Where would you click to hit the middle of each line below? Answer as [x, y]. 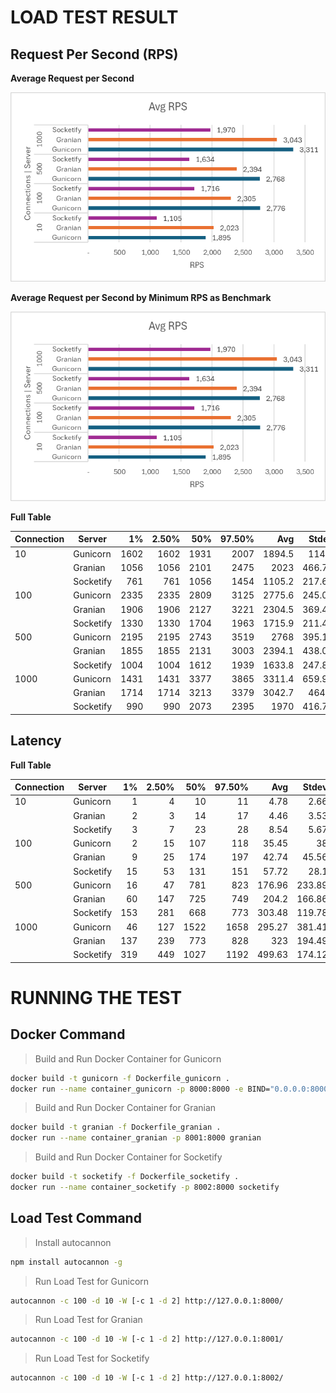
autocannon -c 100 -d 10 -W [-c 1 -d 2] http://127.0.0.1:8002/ [147, 1378]
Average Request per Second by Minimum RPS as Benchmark [141, 297]
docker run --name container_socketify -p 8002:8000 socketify [145, 1187]
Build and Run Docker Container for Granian [125, 1108]
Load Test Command [76, 1218]
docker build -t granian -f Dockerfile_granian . [116, 1127]
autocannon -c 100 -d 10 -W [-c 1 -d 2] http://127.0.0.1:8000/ [147, 1301]
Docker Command [68, 1034]
